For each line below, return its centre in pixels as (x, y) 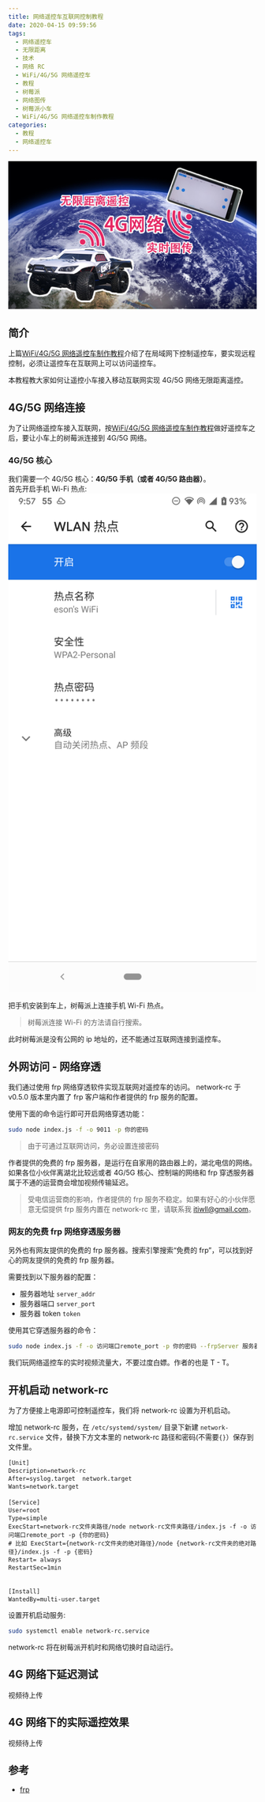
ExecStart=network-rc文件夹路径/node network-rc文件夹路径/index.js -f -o (128, 1527)
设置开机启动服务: (37, 1615)
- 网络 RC (30, 67)
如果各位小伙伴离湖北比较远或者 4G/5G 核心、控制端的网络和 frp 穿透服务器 (131, 1173)
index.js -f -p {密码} (57, 1552)
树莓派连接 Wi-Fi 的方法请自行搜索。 (86, 1022)
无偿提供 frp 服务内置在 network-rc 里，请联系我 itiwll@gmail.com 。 (145, 1210)
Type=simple (28, 1519)
